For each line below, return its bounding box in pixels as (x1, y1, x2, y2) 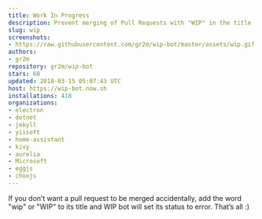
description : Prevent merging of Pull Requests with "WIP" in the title (8, 19, 252, 27)
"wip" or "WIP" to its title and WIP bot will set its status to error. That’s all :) (8, 202, 250, 211)
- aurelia (8, 150, 41, 158)
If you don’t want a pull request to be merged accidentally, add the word (8, 193, 242, 203)
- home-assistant (8, 135, 65, 144)
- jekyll (8, 121, 37, 129)
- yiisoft (8, 128, 41, 136)
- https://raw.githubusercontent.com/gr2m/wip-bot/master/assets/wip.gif (8, 41, 256, 49)
